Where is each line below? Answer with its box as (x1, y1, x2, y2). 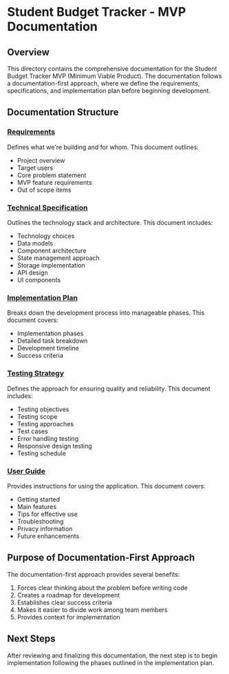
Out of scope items (17, 186, 72, 194)
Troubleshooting (17, 517, 64, 525)
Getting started (17, 495, 61, 504)
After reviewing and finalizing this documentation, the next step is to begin (7, 651, 218, 660)
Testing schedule (17, 449, 67, 457)
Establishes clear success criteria (17, 598, 112, 606)
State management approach (17, 253, 100, 262)
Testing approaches (17, 419, 74, 428)
